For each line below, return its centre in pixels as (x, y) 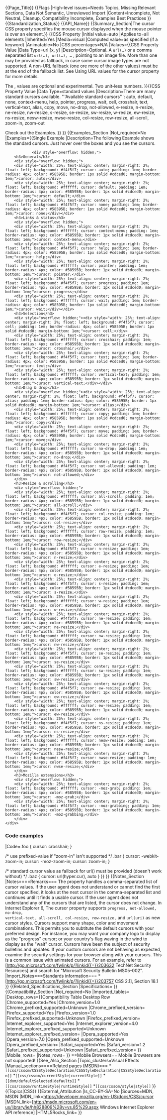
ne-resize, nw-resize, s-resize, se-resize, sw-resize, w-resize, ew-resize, (80, 112)
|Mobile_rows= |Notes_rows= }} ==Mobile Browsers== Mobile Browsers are (83, 1055)
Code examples (24, 835)
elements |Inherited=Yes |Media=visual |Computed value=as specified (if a (82, 39)
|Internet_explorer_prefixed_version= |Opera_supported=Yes (67, 1034)
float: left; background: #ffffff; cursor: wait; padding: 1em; (73, 301)
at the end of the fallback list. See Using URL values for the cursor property (82, 71)
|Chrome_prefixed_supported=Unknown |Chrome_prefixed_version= (75, 1008)
